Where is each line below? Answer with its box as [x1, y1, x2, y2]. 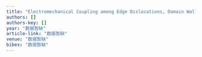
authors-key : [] [6, 20, 47, 26]
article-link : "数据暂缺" [6, 31, 68, 37]
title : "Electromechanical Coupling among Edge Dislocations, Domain [6, 8, 185, 15]
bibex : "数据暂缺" [6, 42, 49, 48]
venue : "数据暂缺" [6, 36, 49, 42]
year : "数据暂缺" [6, 25, 46, 31]
